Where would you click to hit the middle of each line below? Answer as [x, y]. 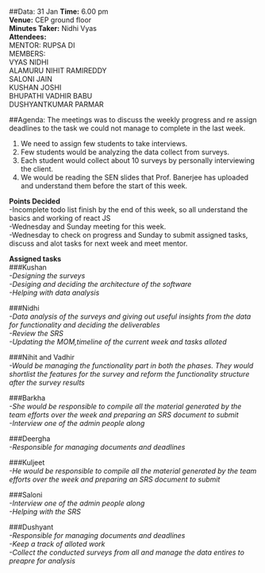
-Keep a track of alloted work [57, 544]
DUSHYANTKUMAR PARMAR [56, 104]
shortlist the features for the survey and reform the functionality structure [129, 374]
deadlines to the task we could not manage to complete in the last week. [127, 128]
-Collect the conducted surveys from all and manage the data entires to [127, 552]
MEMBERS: [27, 54]
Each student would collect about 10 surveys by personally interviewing [137, 161]
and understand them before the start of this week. [104, 186]
